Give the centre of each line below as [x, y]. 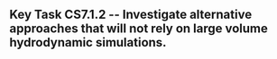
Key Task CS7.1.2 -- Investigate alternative [131, 15]
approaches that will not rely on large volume [139, 29]
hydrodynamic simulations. [88, 42]
